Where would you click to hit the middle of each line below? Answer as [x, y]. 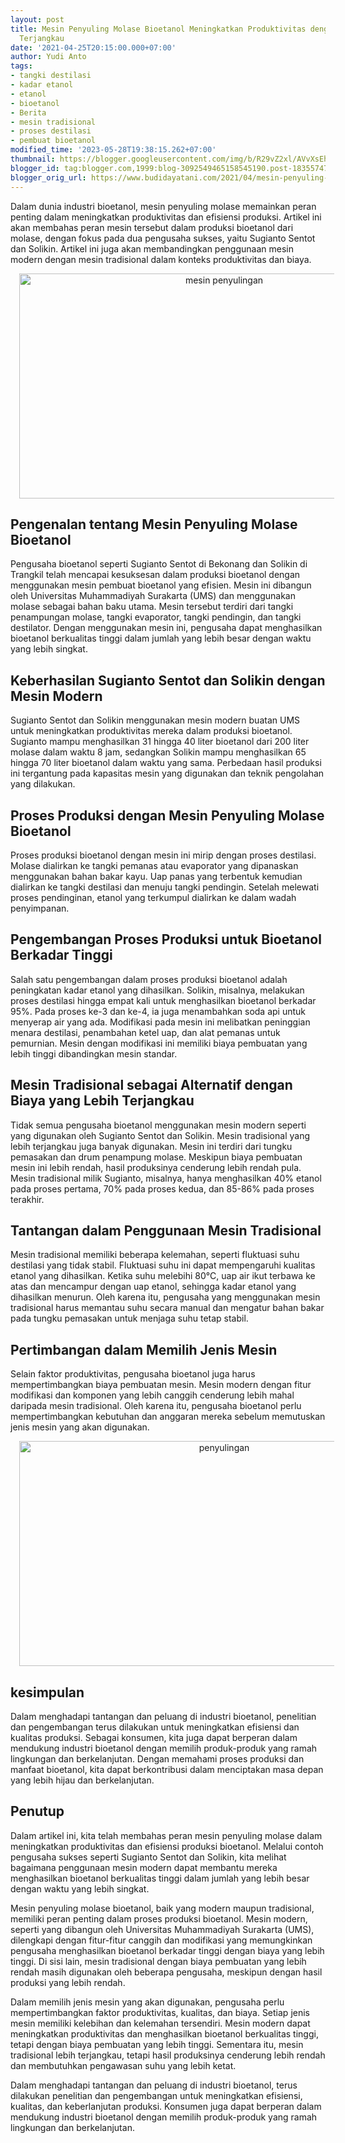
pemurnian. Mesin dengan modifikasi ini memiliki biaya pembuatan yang [159, 1043]
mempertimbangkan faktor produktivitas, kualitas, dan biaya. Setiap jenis [160, 2012]
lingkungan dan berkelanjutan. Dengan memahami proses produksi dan [157, 1759]
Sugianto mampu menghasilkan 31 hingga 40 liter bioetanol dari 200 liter [160, 742]
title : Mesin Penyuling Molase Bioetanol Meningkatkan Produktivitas [158, 29]
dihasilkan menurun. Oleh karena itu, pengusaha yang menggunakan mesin [165, 1297]
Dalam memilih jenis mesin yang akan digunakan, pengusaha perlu [147, 2002]
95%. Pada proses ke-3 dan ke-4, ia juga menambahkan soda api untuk [158, 1011]
